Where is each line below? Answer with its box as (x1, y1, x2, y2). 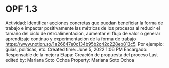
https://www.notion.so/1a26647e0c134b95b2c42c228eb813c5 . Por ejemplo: (5, 41, 164, 47)
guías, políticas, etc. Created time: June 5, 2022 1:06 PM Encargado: (5, 46, 148, 52)
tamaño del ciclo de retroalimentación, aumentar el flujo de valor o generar (5, 30, 161, 36)
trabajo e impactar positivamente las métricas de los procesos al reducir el (5, 25, 160, 31)
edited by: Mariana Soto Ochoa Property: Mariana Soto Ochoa (5, 57, 135, 63)
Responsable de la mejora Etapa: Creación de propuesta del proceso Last (5, 51, 158, 58)
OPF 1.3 (5, 3, 38, 15)
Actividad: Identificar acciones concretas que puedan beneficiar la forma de (5, 20, 163, 26)
